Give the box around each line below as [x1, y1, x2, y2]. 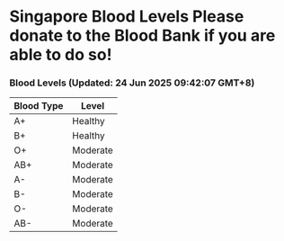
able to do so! [9, 45, 112, 65]
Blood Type [13, 100, 64, 112]
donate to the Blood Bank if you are [9, 25, 276, 46]
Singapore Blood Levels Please [9, 6, 244, 27]
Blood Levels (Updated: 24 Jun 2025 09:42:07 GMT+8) [9, 76, 255, 89]
